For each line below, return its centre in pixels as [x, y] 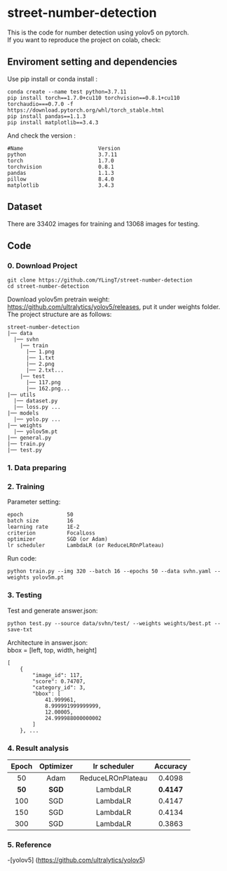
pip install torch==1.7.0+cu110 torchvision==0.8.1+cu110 [94, 98]
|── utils [22, 395]
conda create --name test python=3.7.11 [67, 92]
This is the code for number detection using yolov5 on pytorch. [98, 32]
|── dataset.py [36, 401]
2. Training [26, 487]
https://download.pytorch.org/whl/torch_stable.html [86, 110]
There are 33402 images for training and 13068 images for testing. [103, 223]
